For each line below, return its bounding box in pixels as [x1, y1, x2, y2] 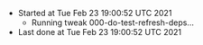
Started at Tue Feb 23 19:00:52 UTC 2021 [17, 8, 172, 18]
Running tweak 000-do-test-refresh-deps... [31, 17, 194, 28]
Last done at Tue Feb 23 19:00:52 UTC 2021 [17, 27, 182, 37]
